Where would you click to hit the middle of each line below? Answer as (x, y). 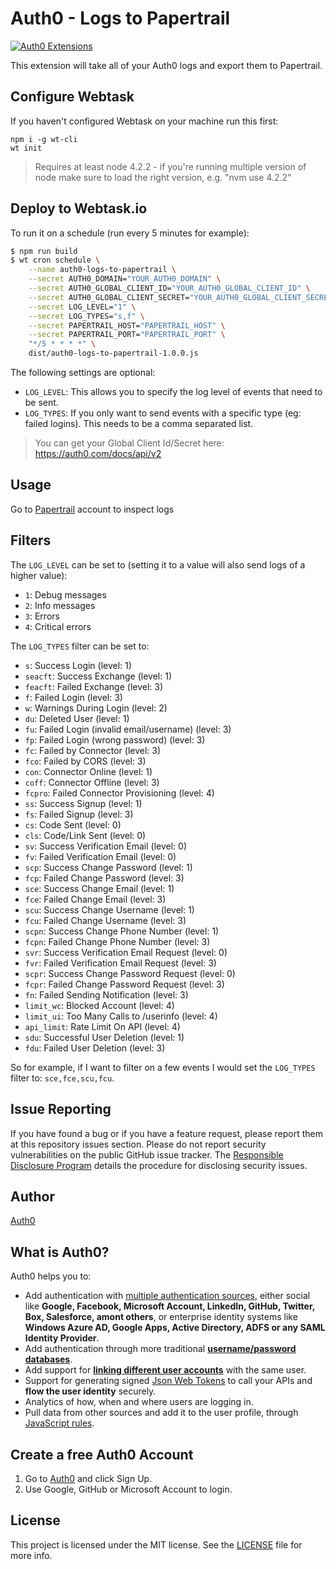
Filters (31, 540)
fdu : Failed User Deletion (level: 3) (95, 1048)
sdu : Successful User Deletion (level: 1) (104, 1037)
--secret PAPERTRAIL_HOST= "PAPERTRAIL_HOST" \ (127, 325)
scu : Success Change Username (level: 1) (109, 909)
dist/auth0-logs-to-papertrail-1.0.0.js (113, 353)
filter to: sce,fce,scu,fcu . (62, 1078)
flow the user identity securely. (90, 1391)
